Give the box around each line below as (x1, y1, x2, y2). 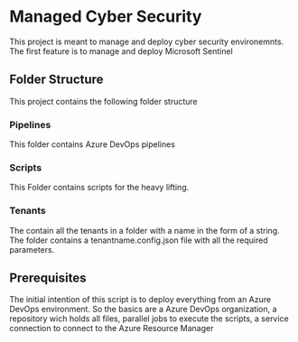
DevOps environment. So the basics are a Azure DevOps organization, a (9, 304, 277, 315)
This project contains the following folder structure (9, 96, 199, 106)
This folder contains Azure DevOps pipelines (9, 139, 176, 150)
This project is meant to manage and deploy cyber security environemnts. (9, 36, 284, 47)
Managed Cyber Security (9, 6, 202, 27)
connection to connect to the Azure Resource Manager (9, 323, 214, 334)
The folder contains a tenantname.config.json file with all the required (9, 235, 268, 245)
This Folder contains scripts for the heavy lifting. (9, 182, 190, 193)
